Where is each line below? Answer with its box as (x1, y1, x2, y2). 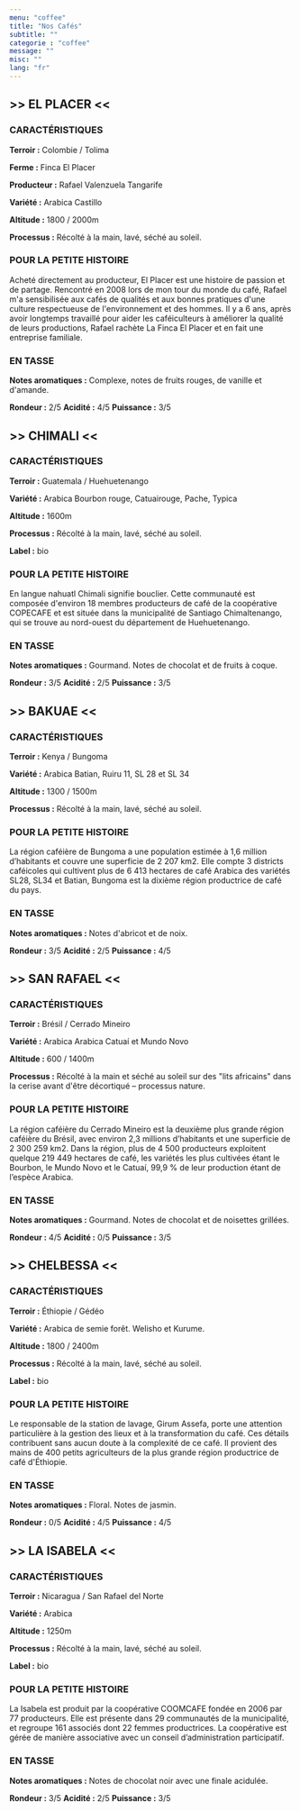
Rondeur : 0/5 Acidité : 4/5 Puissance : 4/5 (9, 1517, 172, 1528)
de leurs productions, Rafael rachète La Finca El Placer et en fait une (9, 322, 264, 333)
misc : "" (9, 55, 42, 64)
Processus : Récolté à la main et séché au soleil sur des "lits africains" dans (9, 1071, 292, 1082)
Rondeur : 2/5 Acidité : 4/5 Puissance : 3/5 (9, 402, 171, 413)
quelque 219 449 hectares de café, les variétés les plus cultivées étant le (9, 1152, 280, 1163)
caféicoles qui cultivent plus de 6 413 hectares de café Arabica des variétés (9, 866, 291, 877)
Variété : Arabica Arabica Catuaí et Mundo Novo (9, 1036, 189, 1047)
